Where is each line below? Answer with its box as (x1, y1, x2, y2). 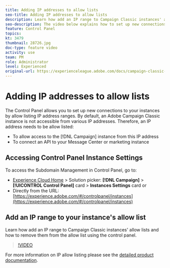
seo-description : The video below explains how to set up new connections (5, 21, 166, 27)
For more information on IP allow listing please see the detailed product (5, 252, 154, 258)
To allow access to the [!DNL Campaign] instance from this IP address (12, 133, 159, 140)
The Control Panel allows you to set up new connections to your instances (5, 107, 160, 113)
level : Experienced (5, 64, 47, 69)
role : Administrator (5, 59, 49, 64)
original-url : (5, 69, 35, 74)
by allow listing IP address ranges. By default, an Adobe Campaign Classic (5, 113, 160, 119)
